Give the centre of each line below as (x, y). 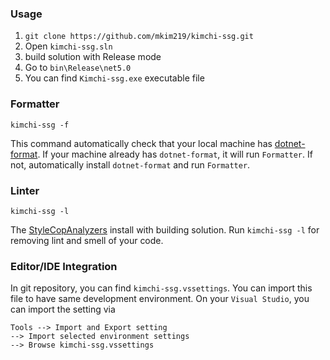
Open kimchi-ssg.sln (68, 46)
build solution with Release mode (93, 57)
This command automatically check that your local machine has (141, 143)
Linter (25, 190)
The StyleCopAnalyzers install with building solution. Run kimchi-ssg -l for (165, 229)
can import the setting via (63, 309)
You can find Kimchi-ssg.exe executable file (114, 78)
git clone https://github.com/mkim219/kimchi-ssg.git (139, 37)
